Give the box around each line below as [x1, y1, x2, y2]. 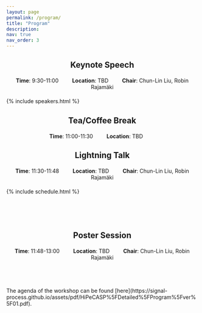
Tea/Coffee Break [68, 115, 137, 126]
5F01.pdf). [6, 300, 32, 307]
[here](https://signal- [114, 287, 168, 294]
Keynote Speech [70, 60, 134, 70]
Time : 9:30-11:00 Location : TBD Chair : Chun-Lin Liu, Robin [16, 77, 189, 84]
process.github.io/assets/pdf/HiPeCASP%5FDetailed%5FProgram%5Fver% [6, 293, 197, 301]
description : [6, 26, 40, 32]
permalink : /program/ [6, 15, 61, 21]
